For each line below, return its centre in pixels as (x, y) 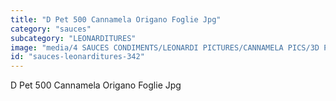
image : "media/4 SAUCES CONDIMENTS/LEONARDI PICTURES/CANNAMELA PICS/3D (165, 47)
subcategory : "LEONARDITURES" (73, 38)
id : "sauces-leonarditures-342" (77, 57)
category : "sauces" (51, 29)
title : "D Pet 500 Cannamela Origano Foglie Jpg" (116, 19)
